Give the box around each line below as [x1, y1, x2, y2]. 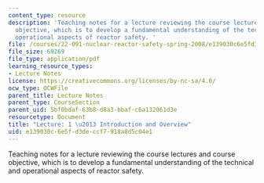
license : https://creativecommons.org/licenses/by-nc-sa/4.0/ [8, 77, 216, 84]
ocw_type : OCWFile [8, 84, 68, 92]
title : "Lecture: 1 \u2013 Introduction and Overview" [8, 120, 192, 128]
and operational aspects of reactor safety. [8, 166, 144, 175]
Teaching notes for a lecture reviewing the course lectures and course [8, 149, 236, 159]
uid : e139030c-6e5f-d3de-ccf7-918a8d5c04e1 [8, 127, 153, 135]
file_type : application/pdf [8, 56, 101, 63]
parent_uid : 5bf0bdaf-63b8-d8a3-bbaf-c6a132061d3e [8, 106, 178, 114]
